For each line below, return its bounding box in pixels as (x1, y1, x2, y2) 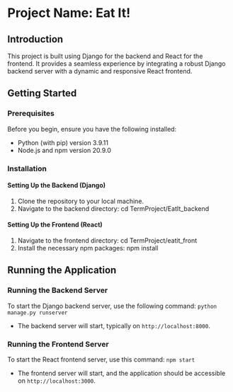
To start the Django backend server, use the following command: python (7, 301, 217, 310)
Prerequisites (7, 108, 55, 118)
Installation (7, 163, 47, 173)
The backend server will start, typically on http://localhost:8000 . (17, 321, 210, 330)
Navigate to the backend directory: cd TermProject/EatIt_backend (17, 204, 210, 213)
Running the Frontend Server (7, 339, 109, 349)
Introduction (7, 33, 64, 45)
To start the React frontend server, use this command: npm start (7, 355, 195, 364)
